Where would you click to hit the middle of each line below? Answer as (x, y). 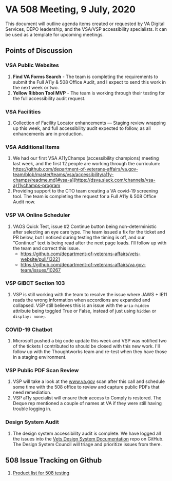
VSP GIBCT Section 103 (35, 283)
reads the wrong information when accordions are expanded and (81, 300)
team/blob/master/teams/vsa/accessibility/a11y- (63, 175)
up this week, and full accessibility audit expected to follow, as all (82, 128)
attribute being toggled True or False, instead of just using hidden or (84, 311)
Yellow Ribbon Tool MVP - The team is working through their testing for (89, 93)
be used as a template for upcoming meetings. (55, 34)
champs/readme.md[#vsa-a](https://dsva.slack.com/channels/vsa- (84, 180)
